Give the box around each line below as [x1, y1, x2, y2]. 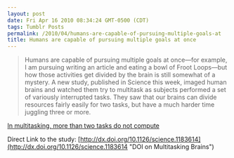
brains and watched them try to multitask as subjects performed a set [24, 86, 226, 94]
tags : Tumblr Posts [7, 23, 65, 30]
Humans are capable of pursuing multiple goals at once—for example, [24, 55, 228, 64]
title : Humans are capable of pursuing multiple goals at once [7, 37, 197, 44]
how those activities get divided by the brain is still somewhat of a [24, 71, 216, 79]
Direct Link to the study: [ [7, 135, 81, 144]
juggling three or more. [24, 108, 91, 117]
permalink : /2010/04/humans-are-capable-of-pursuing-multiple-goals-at [7, 29, 221, 37]
